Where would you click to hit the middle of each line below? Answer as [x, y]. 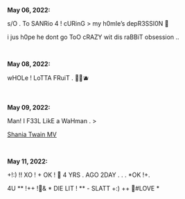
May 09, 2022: [29, 108]
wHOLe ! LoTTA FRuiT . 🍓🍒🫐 [48, 78]
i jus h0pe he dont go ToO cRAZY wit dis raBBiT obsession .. [93, 37]
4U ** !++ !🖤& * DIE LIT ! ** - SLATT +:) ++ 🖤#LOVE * [83, 188]
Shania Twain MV [32, 134]
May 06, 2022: [29, 10]
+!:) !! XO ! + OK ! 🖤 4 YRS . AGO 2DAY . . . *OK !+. [79, 175]
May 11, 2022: [27, 161]
